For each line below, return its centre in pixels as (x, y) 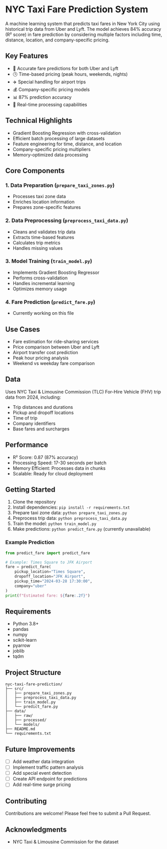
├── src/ (15, 689)
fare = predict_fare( (28, 567)
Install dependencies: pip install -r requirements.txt (71, 507)
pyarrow (21, 645)
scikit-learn (25, 640)
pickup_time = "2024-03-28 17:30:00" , (54, 581)
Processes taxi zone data (39, 197)
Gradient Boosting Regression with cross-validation (67, 133)
